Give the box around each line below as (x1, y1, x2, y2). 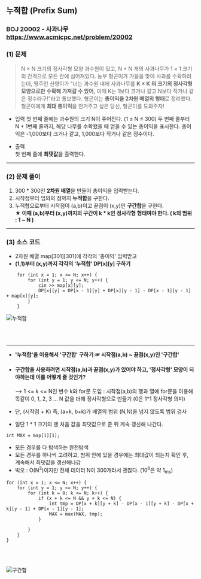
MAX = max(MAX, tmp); (48, 511, 103, 517)
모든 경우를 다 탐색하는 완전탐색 (14, 444, 89, 451)
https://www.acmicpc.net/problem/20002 (6, 33, 133, 41)
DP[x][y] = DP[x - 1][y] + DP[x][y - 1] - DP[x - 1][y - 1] (38, 288, 191, 294)
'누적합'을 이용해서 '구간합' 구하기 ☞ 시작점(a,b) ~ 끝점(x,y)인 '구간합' (14, 351, 179, 358)
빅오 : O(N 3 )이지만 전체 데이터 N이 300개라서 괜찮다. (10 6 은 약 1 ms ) (14, 466, 173, 475)
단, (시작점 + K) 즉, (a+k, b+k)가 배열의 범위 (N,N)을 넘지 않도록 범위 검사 (14, 408, 187, 415)
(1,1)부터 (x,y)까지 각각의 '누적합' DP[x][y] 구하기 (14, 260, 131, 268)
